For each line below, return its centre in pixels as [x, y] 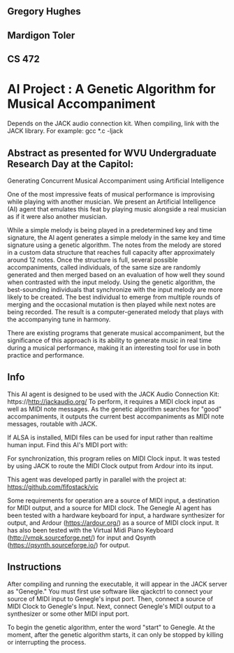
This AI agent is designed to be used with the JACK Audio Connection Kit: [114, 394]
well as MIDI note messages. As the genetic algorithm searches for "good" [115, 409]
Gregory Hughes [44, 12]
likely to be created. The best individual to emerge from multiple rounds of [114, 297]
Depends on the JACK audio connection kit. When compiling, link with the [113, 124]
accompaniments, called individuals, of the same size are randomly [104, 267]
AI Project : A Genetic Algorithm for [111, 89]
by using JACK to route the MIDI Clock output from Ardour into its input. [110, 465]
